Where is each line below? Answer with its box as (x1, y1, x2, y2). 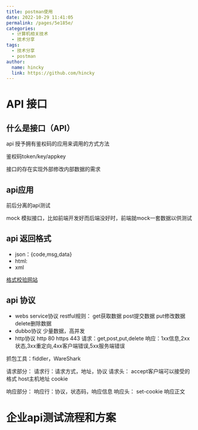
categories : (6, 25, 36, 32)
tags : (6, 42, 20, 48)
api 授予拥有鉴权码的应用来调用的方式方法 (6, 140, 109, 147)
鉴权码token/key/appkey (6, 153, 66, 160)
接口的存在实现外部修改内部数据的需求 (6, 166, 100, 173)
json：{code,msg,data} (14, 251, 72, 258)
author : (6, 59, 26, 65)
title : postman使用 (6, 8, 53, 15)
